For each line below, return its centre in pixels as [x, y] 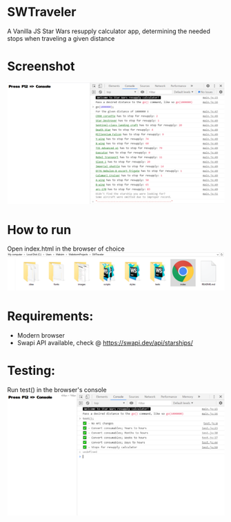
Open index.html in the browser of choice [66, 249]
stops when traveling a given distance [61, 38]
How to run [39, 230]
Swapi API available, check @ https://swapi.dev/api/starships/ [105, 342]
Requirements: [50, 317]
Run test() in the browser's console [57, 389]
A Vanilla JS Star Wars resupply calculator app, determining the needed [109, 31]
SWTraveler [42, 12]
